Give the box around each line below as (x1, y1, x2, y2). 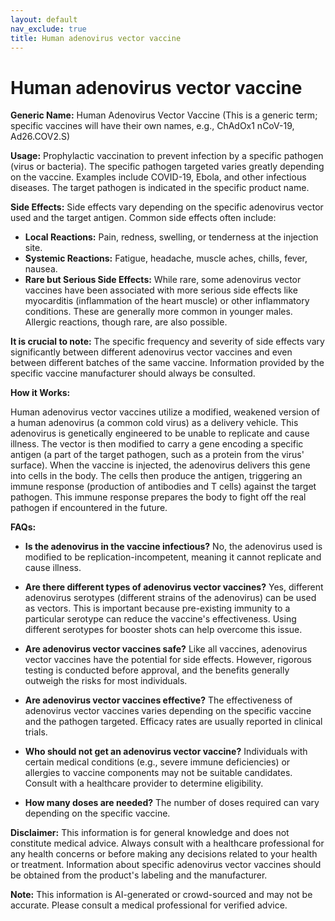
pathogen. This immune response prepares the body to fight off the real (10, 491, 307, 503)
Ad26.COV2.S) (10, 131, 71, 143)
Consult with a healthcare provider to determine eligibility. (24, 777, 264, 790)
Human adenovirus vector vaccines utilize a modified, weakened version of (10, 406, 320, 418)
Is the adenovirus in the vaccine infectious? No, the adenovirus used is (24, 541, 323, 553)
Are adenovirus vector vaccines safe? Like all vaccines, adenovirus (24, 643, 308, 655)
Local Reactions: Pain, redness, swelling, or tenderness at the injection (24, 231, 319, 243)
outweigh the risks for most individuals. (24, 675, 188, 687)
